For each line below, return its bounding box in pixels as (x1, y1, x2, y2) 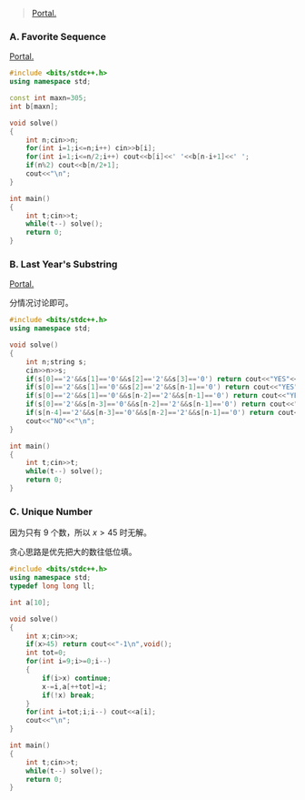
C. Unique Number (9, 505, 93, 518)
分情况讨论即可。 (9, 298, 74, 309)
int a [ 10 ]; (9, 598, 51, 607)
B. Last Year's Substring (9, 258, 118, 270)
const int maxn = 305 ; (9, 94, 88, 103)
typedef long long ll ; (9, 582, 95, 591)
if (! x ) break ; (42, 691, 95, 700)
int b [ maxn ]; (9, 102, 59, 111)
